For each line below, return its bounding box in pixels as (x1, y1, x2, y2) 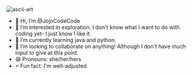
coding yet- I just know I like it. (15, 30, 92, 37)
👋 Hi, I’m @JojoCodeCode (15, 17, 81, 24)
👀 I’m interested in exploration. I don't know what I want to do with (15, 24, 180, 31)
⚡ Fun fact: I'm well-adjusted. (15, 62, 88, 69)
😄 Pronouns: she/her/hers (15, 56, 82, 62)
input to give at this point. (15, 49, 79, 56)
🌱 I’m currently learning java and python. (15, 37, 117, 43)
